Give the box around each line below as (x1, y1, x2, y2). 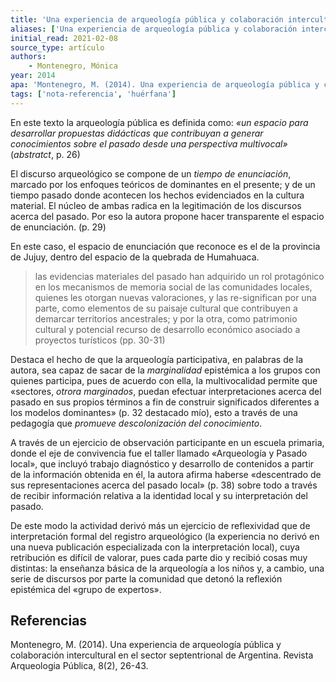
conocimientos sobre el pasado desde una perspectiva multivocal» (10, 137, 288, 150)
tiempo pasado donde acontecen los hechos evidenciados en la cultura (10, 189, 305, 201)
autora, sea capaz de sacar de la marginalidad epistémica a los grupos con (10, 364, 321, 376)
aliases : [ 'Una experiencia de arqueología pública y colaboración (10, 24, 298, 34)
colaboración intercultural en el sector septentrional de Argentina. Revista (10, 649, 314, 661)
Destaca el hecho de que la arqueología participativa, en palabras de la (10, 353, 304, 365)
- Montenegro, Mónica (28, 61, 118, 71)
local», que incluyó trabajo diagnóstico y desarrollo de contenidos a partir (10, 457, 315, 470)
